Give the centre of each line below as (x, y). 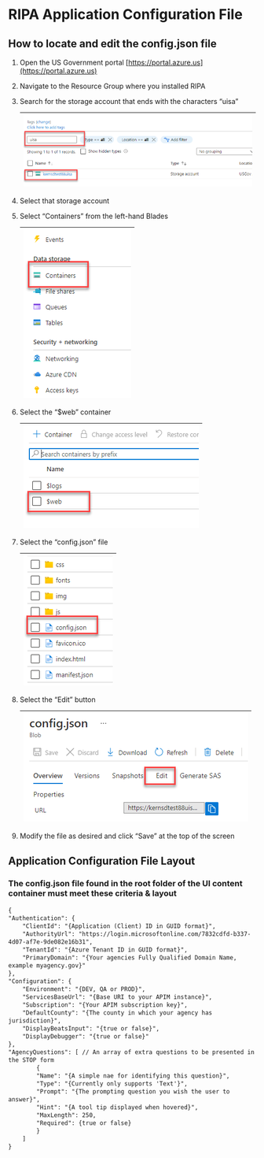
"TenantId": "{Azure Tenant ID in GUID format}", (105, 950)
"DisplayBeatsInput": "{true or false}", (91, 1028)
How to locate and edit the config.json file (113, 44)
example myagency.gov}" (47, 965)
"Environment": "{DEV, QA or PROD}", (84, 989)
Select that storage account (64, 201)
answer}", (24, 1099)
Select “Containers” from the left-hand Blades (94, 216)
